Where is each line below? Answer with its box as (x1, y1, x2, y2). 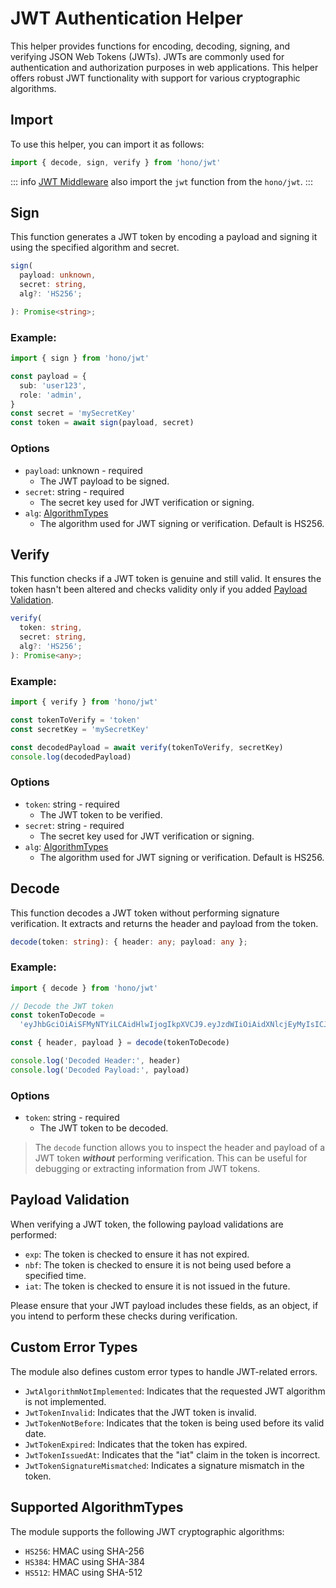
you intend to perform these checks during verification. (10, 1310, 238, 1322)
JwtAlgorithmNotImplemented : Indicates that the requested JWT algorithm (24, 1385, 326, 1397)
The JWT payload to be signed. (39, 475, 170, 487)
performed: (10, 1228, 57, 1241)
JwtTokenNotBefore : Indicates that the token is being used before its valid (24, 1417, 325, 1429)
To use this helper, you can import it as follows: (10, 138, 205, 150)
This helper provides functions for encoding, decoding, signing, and (10, 40, 291, 52)
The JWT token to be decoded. (39, 1122, 169, 1134)
